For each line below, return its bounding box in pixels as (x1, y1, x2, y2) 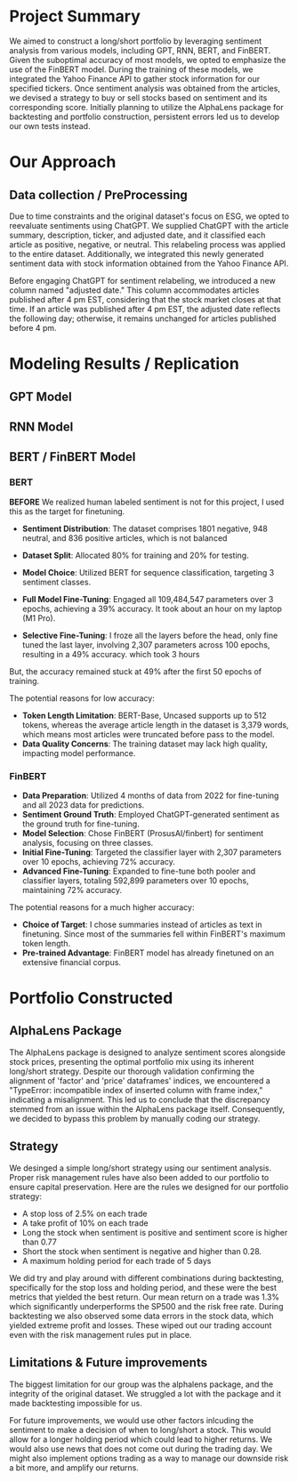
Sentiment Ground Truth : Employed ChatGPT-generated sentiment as (21, 809, 280, 819)
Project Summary (9, 6, 141, 27)
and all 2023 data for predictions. (21, 799, 145, 810)
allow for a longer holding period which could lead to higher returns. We (9, 1434, 273, 1445)
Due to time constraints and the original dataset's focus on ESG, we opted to (9, 211, 290, 221)
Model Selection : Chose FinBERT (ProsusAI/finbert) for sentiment (21, 827, 264, 838)
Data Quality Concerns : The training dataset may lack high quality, (21, 738, 269, 749)
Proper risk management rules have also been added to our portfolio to (9, 1172, 270, 1182)
